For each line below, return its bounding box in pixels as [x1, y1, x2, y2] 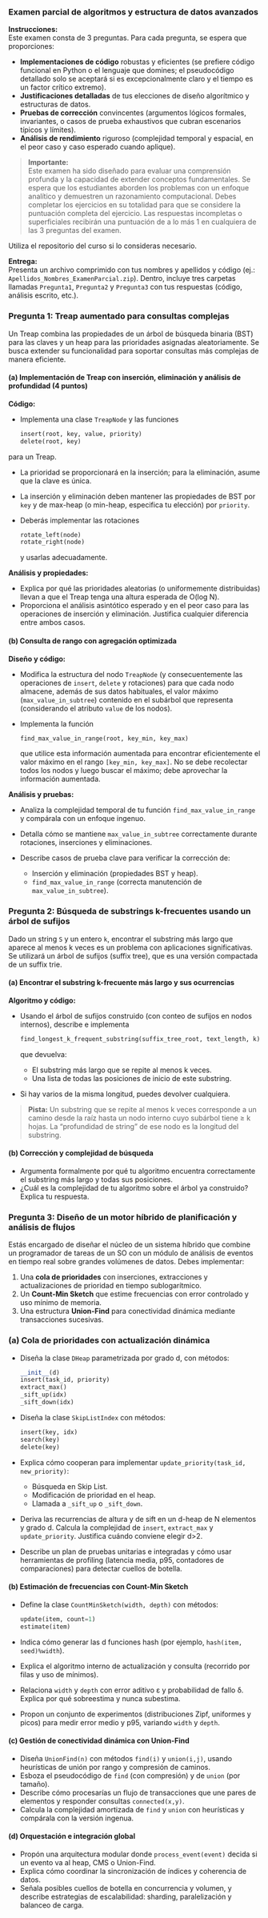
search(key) [19, 1435, 60, 1444]
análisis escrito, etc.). [8, 290, 78, 300]
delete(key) [19, 1443, 60, 1451]
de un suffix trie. [8, 959, 62, 969]
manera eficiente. [8, 354, 66, 364]
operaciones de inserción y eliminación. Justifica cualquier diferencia [19, 609, 249, 619]
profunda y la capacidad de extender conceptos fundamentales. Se [27, 174, 251, 184]
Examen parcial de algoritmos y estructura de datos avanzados [8, 6, 258, 18]
